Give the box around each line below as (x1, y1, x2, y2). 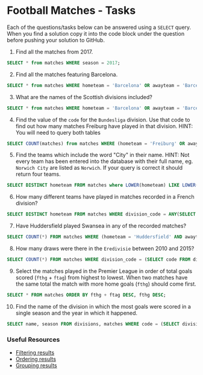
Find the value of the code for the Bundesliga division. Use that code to (15, 116, 190, 123)
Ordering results (15, 355, 57, 362)
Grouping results (15, 362, 58, 369)
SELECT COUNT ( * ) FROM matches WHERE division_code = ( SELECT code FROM (7, 257, 190, 263)
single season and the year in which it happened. (15, 309, 138, 316)
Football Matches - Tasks (7, 4, 136, 18)
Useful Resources (7, 335, 60, 344)
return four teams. (15, 170, 61, 178)
